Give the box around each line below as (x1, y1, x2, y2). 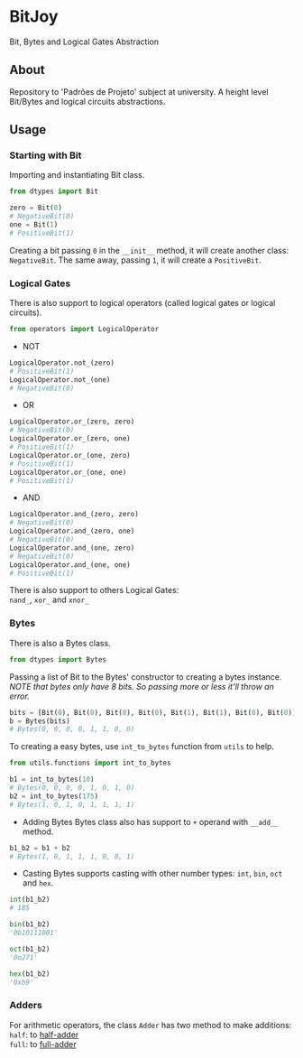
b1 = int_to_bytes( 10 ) (9, 775, 95, 784)
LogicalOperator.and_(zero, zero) (9, 510, 140, 519)
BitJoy (9, 6, 59, 27)
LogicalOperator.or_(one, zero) (9, 450, 131, 459)
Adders (9, 999, 43, 1012)
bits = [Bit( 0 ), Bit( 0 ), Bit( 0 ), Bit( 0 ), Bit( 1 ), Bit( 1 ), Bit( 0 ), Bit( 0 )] (9, 708, 297, 717)
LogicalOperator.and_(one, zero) (9, 543, 135, 552)
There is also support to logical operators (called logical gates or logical (9, 298, 276, 309)
